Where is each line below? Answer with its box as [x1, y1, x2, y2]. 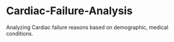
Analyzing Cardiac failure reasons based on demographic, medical [6, 24, 169, 31]
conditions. [6, 30, 34, 37]
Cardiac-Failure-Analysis [6, 4, 133, 18]
